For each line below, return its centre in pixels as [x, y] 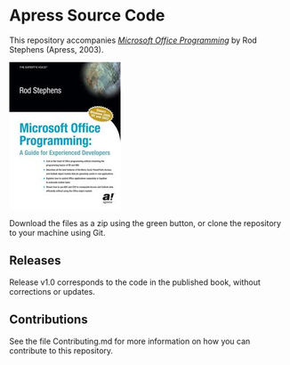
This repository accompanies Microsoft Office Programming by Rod [133, 40]
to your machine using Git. [57, 232]
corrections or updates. [52, 291]
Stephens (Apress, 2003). [56, 49]
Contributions [48, 320]
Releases [35, 260]
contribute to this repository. [61, 350]
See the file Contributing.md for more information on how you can [130, 341]
